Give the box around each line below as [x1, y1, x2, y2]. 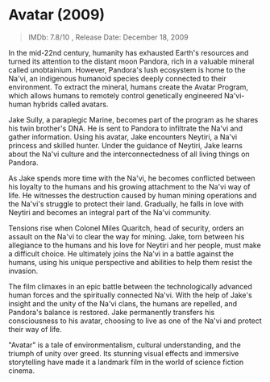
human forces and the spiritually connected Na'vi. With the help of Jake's [8, 290, 252, 300]
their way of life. [8, 324, 62, 334]
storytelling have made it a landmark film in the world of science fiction [8, 357, 244, 367]
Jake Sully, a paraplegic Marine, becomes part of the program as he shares [8, 114, 259, 124]
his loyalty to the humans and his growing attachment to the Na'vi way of [8, 181, 251, 191]
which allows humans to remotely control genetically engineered [8, 90, 223, 100]
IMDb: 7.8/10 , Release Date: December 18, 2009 [27, 32, 189, 42]
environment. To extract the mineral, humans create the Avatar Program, [8, 82, 248, 92]
